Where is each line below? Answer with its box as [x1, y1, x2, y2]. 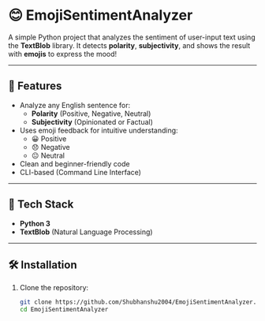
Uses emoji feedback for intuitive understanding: [19, 125, 179, 135]
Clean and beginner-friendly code [19, 159, 130, 168]
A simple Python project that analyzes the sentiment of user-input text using [8, 32, 256, 42]
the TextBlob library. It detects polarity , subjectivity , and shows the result [8, 40, 251, 50]
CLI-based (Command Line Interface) [19, 167, 142, 177]
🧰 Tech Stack [8, 198, 74, 211]
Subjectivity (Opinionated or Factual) [31, 117, 154, 126]
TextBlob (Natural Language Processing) [19, 227, 153, 237]
